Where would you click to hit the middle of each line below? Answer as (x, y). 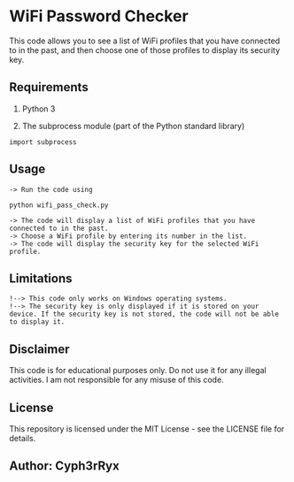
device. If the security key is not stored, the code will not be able (144, 314)
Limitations (41, 278)
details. (23, 438)
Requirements (49, 87)
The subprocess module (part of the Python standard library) (133, 126)
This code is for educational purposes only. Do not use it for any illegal (138, 371)
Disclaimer (39, 349)
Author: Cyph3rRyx (64, 466)
